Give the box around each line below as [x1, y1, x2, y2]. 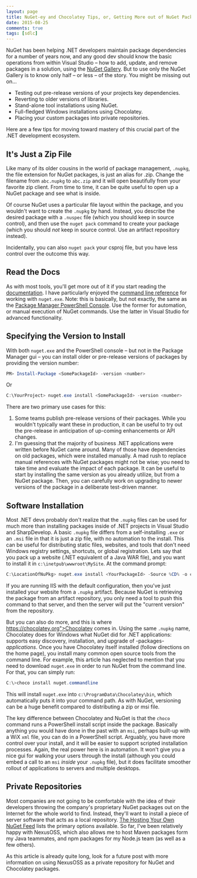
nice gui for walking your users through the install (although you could [6, 752, 176, 759]
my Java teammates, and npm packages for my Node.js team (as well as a [6, 834, 186, 842]
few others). [6, 841, 36, 848]
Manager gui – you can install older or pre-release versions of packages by [6, 353, 188, 360]
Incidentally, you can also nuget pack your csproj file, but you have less [6, 244, 178, 251]
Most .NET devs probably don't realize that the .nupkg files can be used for [6, 516, 187, 524]
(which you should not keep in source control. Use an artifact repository [6, 226, 180, 233]
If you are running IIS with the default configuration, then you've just [6, 582, 171, 589]
